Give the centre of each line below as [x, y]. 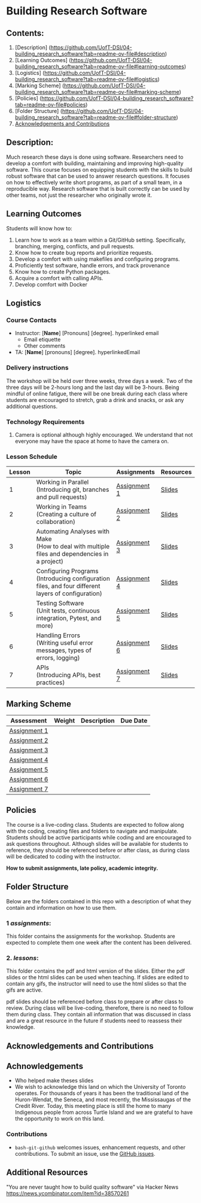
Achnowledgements [45, 1066]
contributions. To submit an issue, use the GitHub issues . [85, 1153]
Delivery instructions [37, 368]
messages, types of [64, 650]
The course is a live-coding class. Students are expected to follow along [95, 824]
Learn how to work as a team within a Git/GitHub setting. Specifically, [100, 240]
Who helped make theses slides [54, 1080]
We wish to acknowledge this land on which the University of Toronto [100, 1087]
